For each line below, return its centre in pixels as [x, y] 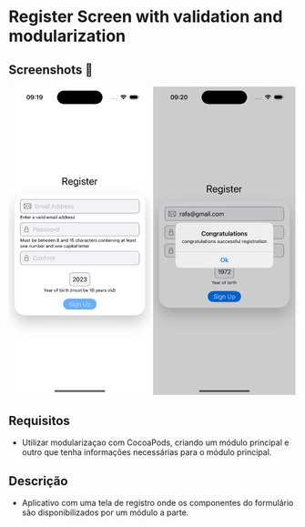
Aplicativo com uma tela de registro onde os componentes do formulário [158, 502]
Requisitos [39, 421]
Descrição [38, 481]
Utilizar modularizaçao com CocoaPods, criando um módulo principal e [155, 442]
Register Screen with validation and [146, 17]
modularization [67, 36]
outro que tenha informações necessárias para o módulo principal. [147, 452]
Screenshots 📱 [51, 70]
